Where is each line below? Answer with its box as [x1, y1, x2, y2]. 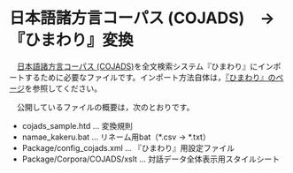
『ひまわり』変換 [9, 30, 135, 50]
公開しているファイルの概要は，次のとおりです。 [16, 102, 195, 112]
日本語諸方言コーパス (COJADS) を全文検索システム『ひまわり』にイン [17, 61, 274, 71]
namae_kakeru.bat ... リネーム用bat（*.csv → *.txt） [21, 132, 211, 142]
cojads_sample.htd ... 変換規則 [21, 120, 133, 131]
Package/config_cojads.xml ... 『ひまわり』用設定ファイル [21, 142, 235, 153]
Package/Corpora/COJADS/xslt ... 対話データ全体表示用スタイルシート [21, 154, 281, 164]
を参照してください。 [24, 83, 102, 94]
